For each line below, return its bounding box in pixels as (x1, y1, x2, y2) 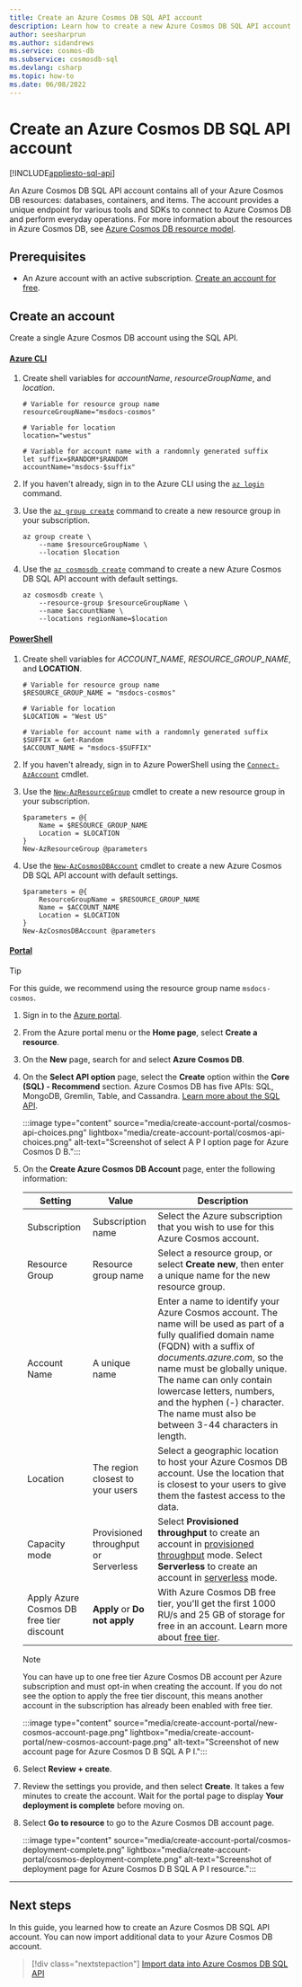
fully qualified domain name (156, 1328, 275, 1341)
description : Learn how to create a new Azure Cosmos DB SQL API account (9, 22, 292, 31)
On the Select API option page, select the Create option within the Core (22, 1071, 290, 1082)
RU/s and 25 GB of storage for (156, 1608, 286, 1620)
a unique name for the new (156, 1269, 271, 1282)
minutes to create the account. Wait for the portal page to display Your (22, 1790, 284, 1801)
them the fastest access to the (156, 1489, 286, 1502)
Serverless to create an (156, 1560, 258, 1573)
